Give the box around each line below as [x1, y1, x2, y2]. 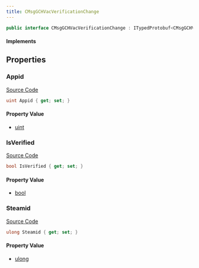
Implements [6, 38, 37, 45]
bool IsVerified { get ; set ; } [6, 164, 84, 170]
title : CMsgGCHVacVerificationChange [6, 8, 99, 15]
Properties [6, 55, 46, 65]
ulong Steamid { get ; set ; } [6, 229, 78, 235]
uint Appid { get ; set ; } [6, 97, 70, 104]
